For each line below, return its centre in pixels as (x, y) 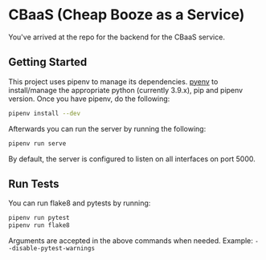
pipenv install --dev (45, 113)
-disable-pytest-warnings (51, 249)
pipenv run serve (37, 143)
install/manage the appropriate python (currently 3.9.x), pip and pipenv (126, 90)
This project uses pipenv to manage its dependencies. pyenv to (113, 81)
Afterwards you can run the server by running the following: (107, 128)
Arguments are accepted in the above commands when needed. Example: (131, 241)
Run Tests (34, 183)
